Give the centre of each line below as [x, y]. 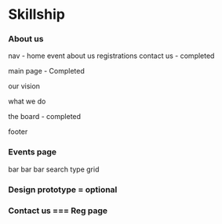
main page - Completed [46, 71]
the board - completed [44, 117]
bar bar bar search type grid [54, 169]
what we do [27, 101]
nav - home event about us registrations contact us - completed [111, 56]
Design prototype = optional [63, 190]
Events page [33, 152]
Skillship [36, 14]
